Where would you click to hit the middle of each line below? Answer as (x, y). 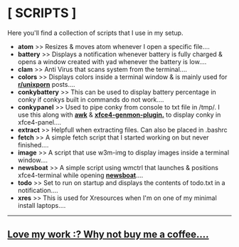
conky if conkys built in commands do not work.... (91, 99)
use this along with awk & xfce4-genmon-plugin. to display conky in (119, 115)
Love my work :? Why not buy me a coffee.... (108, 235)
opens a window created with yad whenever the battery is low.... (112, 61)
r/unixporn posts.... (47, 84)
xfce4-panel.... (39, 122)
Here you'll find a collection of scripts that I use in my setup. (95, 33)
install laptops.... (42, 205)
